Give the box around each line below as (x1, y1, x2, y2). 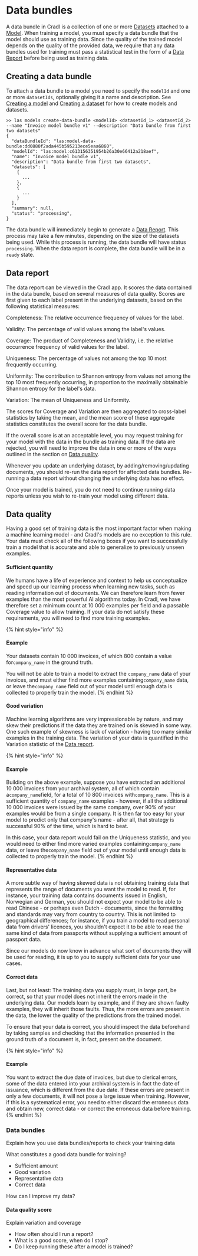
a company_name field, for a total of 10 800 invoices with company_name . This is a (6, 791, 190, 799)
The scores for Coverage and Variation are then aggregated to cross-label (6, 408, 186, 415)
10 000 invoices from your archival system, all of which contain (6, 785, 159, 792)
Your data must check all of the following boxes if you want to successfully (6, 538, 188, 545)
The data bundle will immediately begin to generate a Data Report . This (6, 225, 179, 233)
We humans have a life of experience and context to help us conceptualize (6, 577, 187, 584)
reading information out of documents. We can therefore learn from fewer (6, 589, 185, 596)
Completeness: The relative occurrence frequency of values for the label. (6, 314, 184, 321)
